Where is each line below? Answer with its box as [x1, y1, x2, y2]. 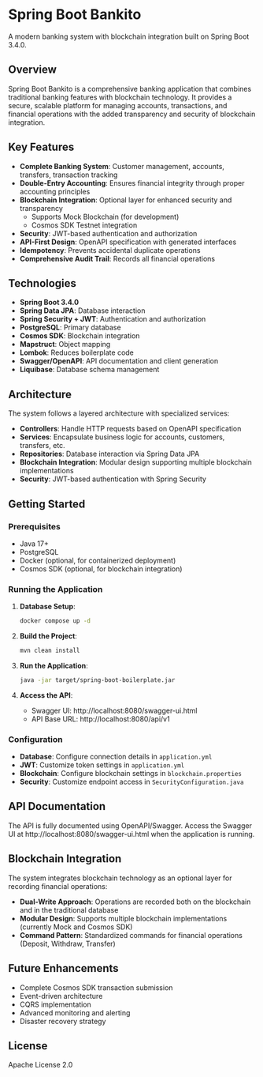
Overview [8, 63, 57, 77]
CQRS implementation [19, 1000, 92, 1009]
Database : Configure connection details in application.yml [19, 752, 213, 762]
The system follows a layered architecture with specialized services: [8, 409, 230, 418]
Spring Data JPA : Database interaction [19, 306, 146, 315]
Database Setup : [19, 602, 76, 612]
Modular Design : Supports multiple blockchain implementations [19, 913, 228, 923]
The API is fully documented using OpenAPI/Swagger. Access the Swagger [8, 820, 252, 830]
